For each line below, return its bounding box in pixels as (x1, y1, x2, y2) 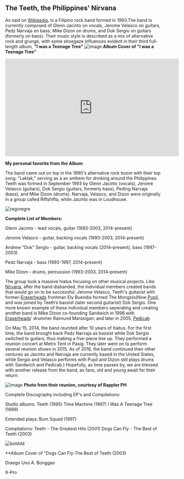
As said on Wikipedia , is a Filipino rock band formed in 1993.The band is (5, 17, 152, 23)
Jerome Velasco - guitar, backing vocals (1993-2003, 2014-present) (5, 235, 144, 240)
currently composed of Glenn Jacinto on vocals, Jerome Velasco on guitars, (5, 22, 161, 28)
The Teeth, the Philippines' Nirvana (5, 4, 117, 12)
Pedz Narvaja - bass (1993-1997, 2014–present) (5, 259, 103, 265)
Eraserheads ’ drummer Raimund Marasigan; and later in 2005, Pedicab (5, 315, 150, 321)
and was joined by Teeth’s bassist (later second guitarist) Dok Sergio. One (5, 299, 156, 305)
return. (5, 372, 19, 378)
